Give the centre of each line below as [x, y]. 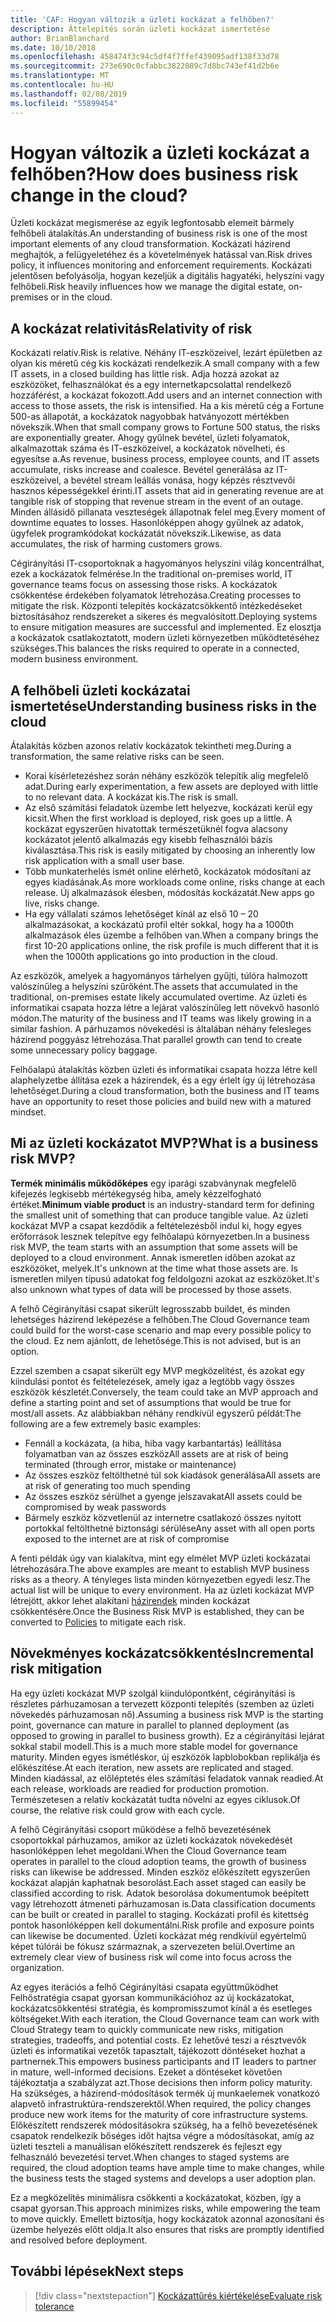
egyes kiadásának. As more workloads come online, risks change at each [175, 882]
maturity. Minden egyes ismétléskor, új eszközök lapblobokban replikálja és [165, 1757]
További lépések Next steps [97, 2271]
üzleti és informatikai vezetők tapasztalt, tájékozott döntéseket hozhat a [158, 2050]
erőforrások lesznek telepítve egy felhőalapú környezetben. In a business [160, 1236]
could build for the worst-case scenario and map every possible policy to [161, 1330]
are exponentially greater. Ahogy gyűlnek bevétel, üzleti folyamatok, [150, 438]
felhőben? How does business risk [154, 173]
